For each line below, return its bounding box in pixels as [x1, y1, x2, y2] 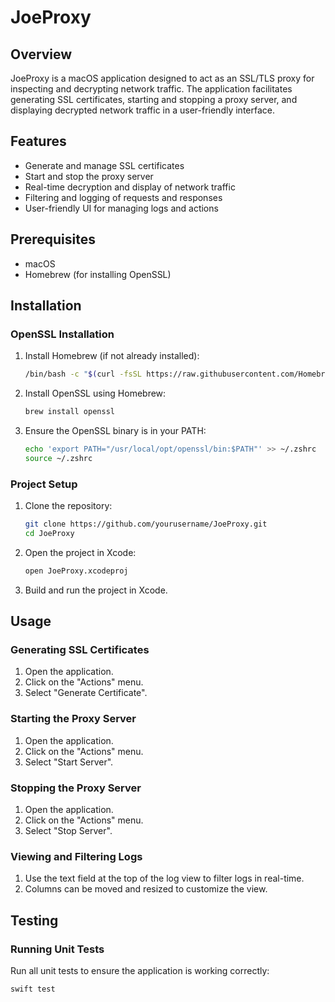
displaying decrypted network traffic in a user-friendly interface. [10, 104, 275, 116]
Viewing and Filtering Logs [10, 849, 143, 863]
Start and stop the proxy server [24, 170, 154, 182]
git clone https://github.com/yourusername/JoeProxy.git [24, 519, 268, 530]
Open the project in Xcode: [24, 546, 137, 558]
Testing [10, 912, 59, 929]
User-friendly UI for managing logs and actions [24, 202, 219, 214]
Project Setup [10, 477, 78, 491]
